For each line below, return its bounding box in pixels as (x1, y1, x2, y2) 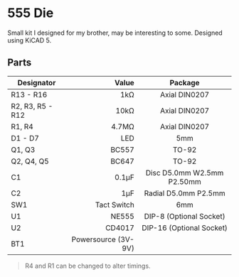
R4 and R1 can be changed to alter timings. (24, 261, 151, 270)
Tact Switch (95, 200, 135, 210)
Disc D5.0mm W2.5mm (145, 168, 224, 178)
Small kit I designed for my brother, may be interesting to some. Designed (7, 28, 223, 37)
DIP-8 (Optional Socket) (144, 211, 225, 221)
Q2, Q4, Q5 (11, 156, 50, 166)
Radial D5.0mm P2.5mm (144, 188, 225, 198)
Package (169, 77, 201, 87)
